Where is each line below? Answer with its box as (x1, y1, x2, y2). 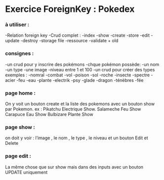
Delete (5, 140, 19, 146)
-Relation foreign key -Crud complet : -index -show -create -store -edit (5, 32, 150, 38)
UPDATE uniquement (5, 169, 48, 175)
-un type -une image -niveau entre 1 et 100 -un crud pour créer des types (5, 66, 155, 72)
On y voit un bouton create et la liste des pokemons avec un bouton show (5, 101, 155, 107)
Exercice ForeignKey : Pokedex (5, 3, 135, 15)
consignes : (5, 50, 34, 57)
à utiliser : (5, 21, 30, 28)
